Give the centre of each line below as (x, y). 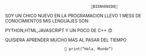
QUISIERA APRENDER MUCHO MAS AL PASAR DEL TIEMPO (66, 40)
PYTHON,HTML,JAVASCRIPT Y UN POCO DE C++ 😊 (59, 30)
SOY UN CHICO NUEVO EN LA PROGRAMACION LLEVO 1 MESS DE (73, 16)
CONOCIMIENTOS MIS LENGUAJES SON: (47, 21)
